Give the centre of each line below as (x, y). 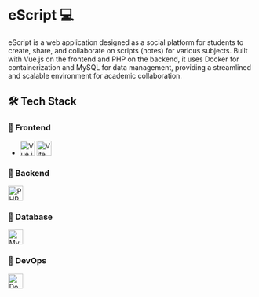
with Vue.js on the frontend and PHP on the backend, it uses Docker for (124, 59)
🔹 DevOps (27, 261)
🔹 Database (31, 217)
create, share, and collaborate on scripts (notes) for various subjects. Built (128, 50)
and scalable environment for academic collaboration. (95, 75)
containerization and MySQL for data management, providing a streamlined (130, 67)
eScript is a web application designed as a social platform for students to (126, 42)
